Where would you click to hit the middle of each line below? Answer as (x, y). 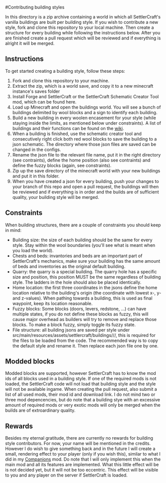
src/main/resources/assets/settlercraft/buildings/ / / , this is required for (84, 335)
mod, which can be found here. (44, 102)
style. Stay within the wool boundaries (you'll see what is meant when (84, 245)
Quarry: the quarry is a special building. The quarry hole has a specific (84, 272)
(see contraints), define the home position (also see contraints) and (81, 160)
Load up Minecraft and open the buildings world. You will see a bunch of (86, 107)
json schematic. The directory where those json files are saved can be (84, 144)
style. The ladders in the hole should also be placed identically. (77, 282)
